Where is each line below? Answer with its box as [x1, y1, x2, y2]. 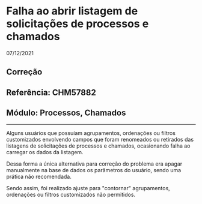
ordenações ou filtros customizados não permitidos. [6, 191, 136, 198]
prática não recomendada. [6, 173, 72, 180]
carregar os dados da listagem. [6, 148, 84, 155]
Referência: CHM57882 [6, 87, 96, 97]
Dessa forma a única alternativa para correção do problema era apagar [6, 160, 183, 167]
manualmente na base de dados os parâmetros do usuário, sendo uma [6, 166, 182, 173]
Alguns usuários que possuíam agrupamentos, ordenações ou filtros [6, 129, 176, 136]
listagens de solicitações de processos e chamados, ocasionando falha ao [6, 142, 191, 149]
